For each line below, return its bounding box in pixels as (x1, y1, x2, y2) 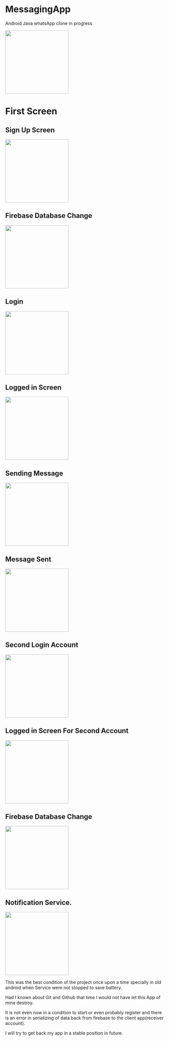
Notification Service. (5, 898, 72, 907)
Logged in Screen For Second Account (5, 727, 129, 735)
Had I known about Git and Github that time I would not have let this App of (5, 995, 161, 1001)
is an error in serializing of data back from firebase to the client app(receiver (5, 1015, 164, 1021)
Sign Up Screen (5, 125, 55, 134)
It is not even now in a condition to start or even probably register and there (5, 1010, 162, 1016)
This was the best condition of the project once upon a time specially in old (5, 979, 161, 985)
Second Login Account (5, 641, 79, 649)
